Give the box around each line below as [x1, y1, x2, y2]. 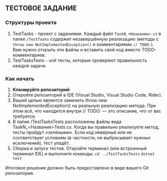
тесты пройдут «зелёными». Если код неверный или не [12, 129, 132, 135]
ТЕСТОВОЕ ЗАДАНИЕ [5, 4, 77, 13]
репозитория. [5, 170, 34, 176]
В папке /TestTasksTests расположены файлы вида [12, 118, 122, 125]
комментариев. [12, 52, 46, 58]
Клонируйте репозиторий [12, 86, 70, 93]
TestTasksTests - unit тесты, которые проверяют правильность [12, 57, 147, 63]
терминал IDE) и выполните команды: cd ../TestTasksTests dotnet [12, 150, 155, 156]
